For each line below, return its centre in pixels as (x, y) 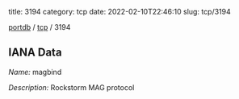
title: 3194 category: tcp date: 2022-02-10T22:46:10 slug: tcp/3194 (120, 12)
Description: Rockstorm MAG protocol (71, 87)
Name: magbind (35, 72)
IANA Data (35, 53)
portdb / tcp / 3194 (40, 27)
